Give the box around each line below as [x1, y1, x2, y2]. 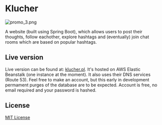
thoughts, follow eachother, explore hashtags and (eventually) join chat [5, 34, 149, 40]
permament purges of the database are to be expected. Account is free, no [5, 82, 158, 88]
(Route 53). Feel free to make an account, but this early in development [5, 76, 150, 82]
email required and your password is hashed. [5, 87, 97, 93]
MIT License [5, 114, 31, 120]
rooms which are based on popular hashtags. [5, 39, 97, 45]
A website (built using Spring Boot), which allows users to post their [5, 28, 143, 34]
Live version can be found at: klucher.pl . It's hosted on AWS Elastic [5, 66, 141, 72]
